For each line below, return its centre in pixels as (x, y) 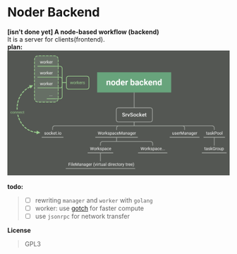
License (19, 231)
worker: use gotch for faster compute (90, 208)
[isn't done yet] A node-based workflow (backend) (84, 32)
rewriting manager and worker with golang (94, 200)
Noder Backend (54, 12)
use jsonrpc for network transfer (83, 217)
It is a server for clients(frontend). (56, 39)
